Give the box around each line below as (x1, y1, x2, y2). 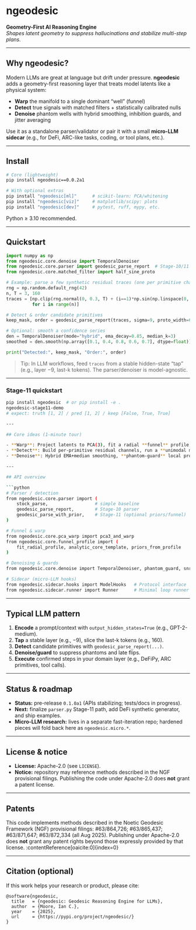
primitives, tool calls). (14, 661, 66, 668)
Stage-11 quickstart (6, 386, 62, 394)
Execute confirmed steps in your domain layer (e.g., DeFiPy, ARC (14, 656, 171, 663)
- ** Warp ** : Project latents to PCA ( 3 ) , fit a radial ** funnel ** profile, (6, 442, 192, 448)
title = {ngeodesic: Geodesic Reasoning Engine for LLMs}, (11, 898, 163, 904)
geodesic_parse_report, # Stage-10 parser (16, 506, 140, 513)
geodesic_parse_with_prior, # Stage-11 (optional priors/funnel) (16, 512, 187, 518)
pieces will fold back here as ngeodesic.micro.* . (14, 725, 131, 732)
